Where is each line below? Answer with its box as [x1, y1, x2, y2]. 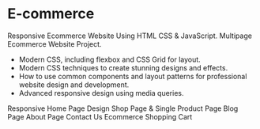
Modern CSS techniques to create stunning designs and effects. [18, 63, 228, 72]
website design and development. [18, 80, 130, 89]
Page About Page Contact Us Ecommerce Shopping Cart [7, 112, 193, 121]
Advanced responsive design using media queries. [18, 88, 184, 97]
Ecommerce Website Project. [7, 39, 102, 48]
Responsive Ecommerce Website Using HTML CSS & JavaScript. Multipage [7, 31, 252, 40]
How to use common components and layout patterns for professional [18, 71, 247, 81]
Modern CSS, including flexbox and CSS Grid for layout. [18, 55, 201, 64]
